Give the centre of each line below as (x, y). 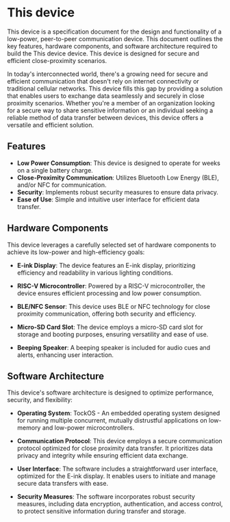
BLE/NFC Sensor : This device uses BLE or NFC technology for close (114, 306)
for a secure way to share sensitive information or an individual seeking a (110, 110)
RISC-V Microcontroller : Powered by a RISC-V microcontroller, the (111, 286)
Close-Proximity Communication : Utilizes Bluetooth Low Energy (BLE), (118, 177)
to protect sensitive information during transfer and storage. (101, 511)
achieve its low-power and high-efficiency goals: (76, 252)
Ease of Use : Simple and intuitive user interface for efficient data (108, 199)
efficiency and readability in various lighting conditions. (95, 273)
